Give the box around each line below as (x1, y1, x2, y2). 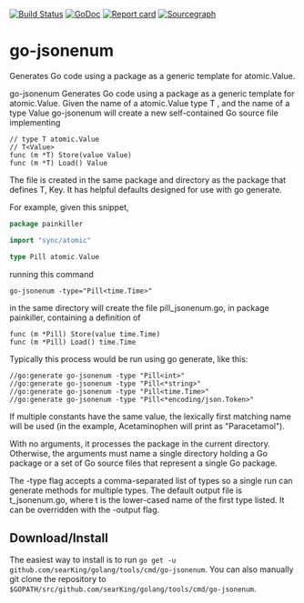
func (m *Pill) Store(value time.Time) (9, 329, 161, 338)
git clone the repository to (9, 574, 106, 585)
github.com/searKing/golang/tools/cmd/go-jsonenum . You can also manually (9, 564, 294, 575)
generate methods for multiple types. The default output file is (9, 485, 243, 496)
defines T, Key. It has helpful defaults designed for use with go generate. (9, 184, 282, 195)
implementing (9, 116, 61, 127)
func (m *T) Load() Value (9, 158, 107, 167)
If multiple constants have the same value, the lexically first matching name (9, 410, 291, 422)
